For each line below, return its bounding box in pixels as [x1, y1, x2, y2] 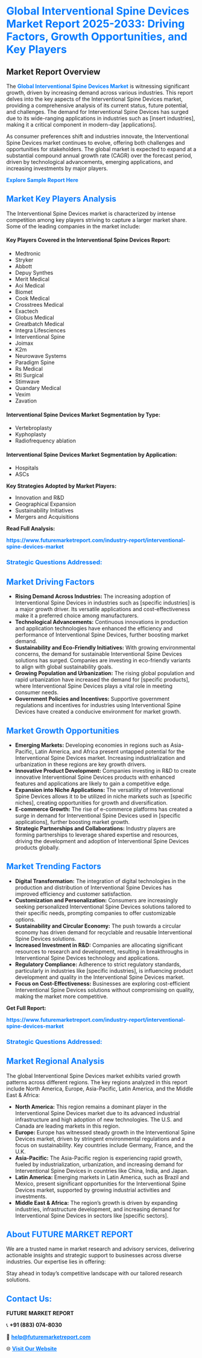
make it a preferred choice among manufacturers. [14, 612, 139, 619]
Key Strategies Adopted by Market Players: [6, 482, 117, 489]
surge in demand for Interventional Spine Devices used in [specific [14, 812, 181, 819]
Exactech [14, 307, 39, 315]
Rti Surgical [14, 372, 44, 379]
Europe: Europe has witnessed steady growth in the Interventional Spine [14, 1128, 195, 1136]
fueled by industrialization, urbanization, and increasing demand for [14, 1160, 184, 1168]
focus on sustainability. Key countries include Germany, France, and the [14, 1141, 194, 1149]
